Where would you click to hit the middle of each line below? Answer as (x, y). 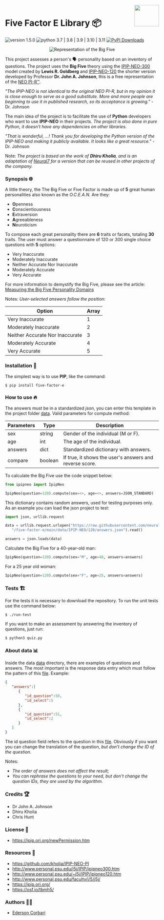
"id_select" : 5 (39, 700)
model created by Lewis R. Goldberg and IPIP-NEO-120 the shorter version (81, 71)
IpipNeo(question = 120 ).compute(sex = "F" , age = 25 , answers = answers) (74, 575)
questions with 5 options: (31, 245)
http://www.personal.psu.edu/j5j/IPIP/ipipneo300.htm (66, 869)
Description (110, 425)
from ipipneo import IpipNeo (35, 484)
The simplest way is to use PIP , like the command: (55, 376)
